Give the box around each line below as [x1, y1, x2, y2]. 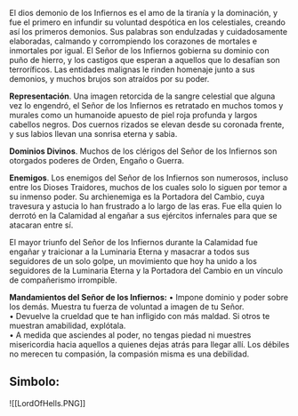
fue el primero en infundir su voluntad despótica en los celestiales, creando [9, 17, 286, 28]
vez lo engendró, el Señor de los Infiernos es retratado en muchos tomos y [9, 100, 284, 110]
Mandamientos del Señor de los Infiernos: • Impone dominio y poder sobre [9, 292, 289, 302]
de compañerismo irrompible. [9, 275, 117, 285]
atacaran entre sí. [9, 220, 74, 230]
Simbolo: [9, 374, 60, 389]
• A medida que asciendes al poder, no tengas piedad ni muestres [9, 330, 252, 340]
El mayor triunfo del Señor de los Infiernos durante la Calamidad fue [9, 237, 258, 247]
